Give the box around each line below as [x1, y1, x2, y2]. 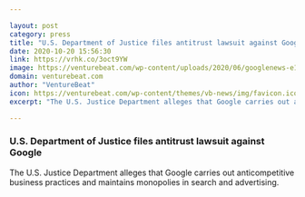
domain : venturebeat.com [9, 72, 103, 82]
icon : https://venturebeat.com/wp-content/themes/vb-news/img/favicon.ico [9, 88, 299, 98]
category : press [9, 29, 71, 39]
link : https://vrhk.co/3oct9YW [9, 55, 128, 64]
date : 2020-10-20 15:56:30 [9, 46, 112, 55]
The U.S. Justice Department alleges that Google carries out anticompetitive [9, 167, 295, 178]
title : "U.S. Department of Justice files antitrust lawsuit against [9, 38, 279, 47]
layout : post [9, 21, 59, 30]
